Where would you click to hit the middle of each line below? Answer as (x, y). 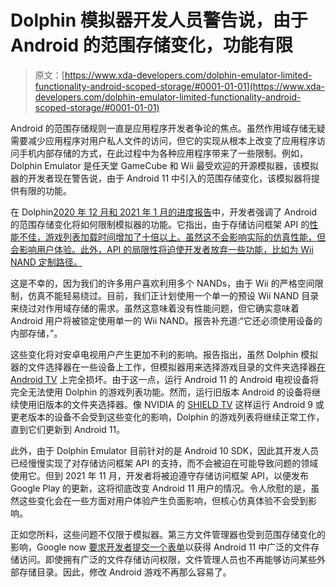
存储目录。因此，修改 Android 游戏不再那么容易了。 (125, 572)
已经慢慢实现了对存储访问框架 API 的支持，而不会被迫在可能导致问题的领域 (164, 463)
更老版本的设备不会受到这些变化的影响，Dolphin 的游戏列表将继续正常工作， (167, 417)
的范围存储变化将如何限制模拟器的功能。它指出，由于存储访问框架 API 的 (160, 224)
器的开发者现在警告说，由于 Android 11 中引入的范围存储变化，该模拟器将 (161, 178)
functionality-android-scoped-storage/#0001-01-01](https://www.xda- (179, 86)
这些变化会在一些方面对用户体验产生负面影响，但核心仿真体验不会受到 (163, 500)
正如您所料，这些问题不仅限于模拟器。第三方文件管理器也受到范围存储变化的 (168, 534)
